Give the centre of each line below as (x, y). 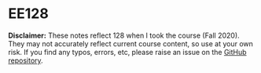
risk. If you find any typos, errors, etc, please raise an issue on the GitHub (127, 52)
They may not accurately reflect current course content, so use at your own (130, 43)
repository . (26, 60)
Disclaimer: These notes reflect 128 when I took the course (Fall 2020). (124, 35)
